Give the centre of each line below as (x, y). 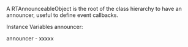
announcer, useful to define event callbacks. (62, 15)
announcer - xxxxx (30, 38)
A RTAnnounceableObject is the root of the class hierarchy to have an (94, 9)
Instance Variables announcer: (45, 27)
